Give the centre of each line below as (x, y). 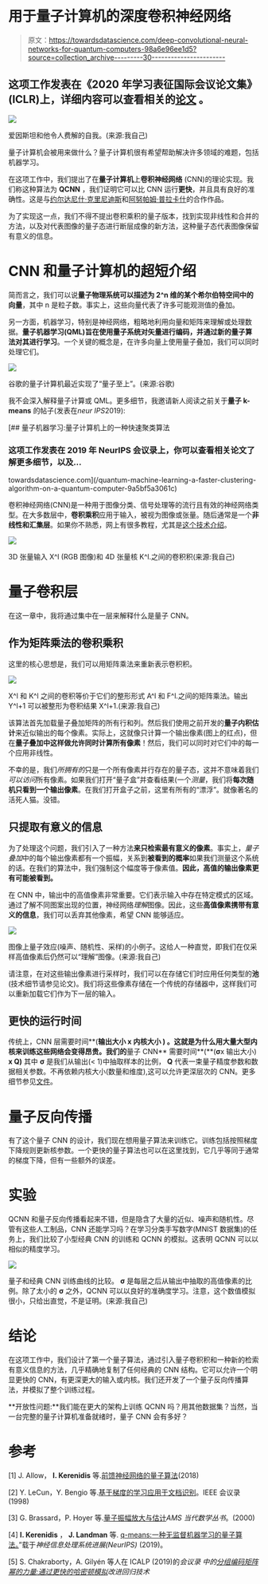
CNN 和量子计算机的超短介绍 (103, 271)
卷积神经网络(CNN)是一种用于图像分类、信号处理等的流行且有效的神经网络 (130, 504)
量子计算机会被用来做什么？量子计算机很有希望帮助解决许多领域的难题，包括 (134, 152)
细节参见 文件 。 (33, 1081)
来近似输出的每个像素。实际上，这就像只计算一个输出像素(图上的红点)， (133, 733)
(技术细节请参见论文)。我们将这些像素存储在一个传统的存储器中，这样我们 (129, 983)
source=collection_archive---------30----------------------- (126, 57)
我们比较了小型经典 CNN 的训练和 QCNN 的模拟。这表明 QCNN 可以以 (144, 1239)
